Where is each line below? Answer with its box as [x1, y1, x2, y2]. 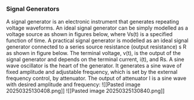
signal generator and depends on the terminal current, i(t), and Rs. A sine [6, 56, 185, 63]
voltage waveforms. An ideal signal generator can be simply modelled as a [6, 24, 189, 31]
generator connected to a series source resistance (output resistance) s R [6, 43, 187, 50]
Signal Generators [6, 5, 60, 13]
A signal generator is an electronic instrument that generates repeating [6, 18, 179, 25]
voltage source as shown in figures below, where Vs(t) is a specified [6, 31, 173, 38]
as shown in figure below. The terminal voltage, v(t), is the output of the [6, 50, 181, 57]
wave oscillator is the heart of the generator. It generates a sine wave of [6, 62, 182, 69]
